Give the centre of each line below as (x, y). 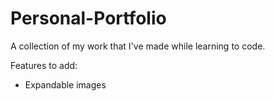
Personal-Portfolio (88, 18)
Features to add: (44, 65)
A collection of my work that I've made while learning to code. (138, 46)
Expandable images (65, 84)
